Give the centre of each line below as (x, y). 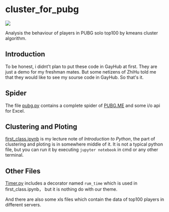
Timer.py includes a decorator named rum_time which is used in (71, 183)
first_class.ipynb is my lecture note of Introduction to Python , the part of (80, 139)
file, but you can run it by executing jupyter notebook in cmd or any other (82, 150)
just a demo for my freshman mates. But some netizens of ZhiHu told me (81, 72)
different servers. (23, 205)
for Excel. (15, 111)
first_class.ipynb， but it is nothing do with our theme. (61, 189)
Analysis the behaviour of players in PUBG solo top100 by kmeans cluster (82, 33)
